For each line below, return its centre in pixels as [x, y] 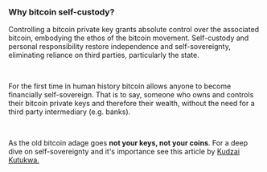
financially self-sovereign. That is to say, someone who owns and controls [131, 95]
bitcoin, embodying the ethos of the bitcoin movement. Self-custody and [129, 38]
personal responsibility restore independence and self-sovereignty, [119, 47]
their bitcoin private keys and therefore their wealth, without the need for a [131, 104]
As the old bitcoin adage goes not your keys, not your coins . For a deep [128, 143]
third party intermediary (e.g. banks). [70, 112]
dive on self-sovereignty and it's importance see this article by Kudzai [124, 152]
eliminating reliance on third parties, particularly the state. [104, 55]
